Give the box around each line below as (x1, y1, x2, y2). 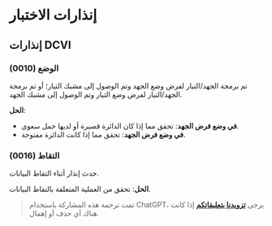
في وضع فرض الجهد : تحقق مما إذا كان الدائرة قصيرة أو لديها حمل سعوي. (20, 120, 240, 131)
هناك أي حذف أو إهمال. (28, 209, 100, 219)
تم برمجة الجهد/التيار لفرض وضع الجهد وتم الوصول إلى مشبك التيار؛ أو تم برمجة (9, 80, 248, 90)
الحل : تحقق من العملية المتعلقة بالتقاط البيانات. (9, 185, 151, 194)
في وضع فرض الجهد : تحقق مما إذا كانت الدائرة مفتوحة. (20, 129, 186, 139)
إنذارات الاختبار (9, 6, 97, 24)
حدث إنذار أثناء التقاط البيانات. (9, 168, 100, 178)
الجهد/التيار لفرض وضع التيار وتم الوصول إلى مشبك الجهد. (9, 89, 183, 99)
